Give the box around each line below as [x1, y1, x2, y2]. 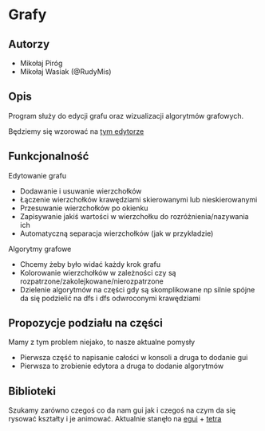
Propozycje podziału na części [8, 316, 164, 330]
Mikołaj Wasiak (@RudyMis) [19, 67, 112, 76]
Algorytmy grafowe [8, 244, 72, 253]
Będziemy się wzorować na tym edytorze [8, 126, 144, 136]
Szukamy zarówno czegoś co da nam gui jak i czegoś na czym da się [8, 406, 236, 415]
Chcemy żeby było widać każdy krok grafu [19, 259, 161, 268]
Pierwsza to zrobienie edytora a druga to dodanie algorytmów [19, 361, 224, 371]
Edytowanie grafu [8, 170, 66, 180]
